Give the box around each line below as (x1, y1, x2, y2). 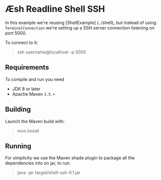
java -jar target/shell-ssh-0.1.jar (17, 170, 81, 176)
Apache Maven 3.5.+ (12, 91, 55, 97)
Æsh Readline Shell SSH (5, 3, 106, 15)
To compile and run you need (5, 76, 65, 82)
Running (5, 142, 32, 150)
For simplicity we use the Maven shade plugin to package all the (5, 155, 135, 161)
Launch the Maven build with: (5, 118, 65, 124)
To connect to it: (5, 39, 38, 45)
